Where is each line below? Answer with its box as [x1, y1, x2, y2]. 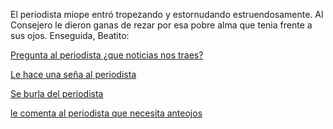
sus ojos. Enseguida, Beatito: [10, 30, 130, 41]
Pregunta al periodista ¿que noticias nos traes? [10, 49, 204, 61]
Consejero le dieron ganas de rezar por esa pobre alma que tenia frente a [10, 19, 313, 31]
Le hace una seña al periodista [10, 69, 137, 80]
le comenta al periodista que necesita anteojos [10, 107, 203, 119]
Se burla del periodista [10, 88, 104, 99]
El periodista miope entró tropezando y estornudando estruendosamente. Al [10, 9, 324, 20]
